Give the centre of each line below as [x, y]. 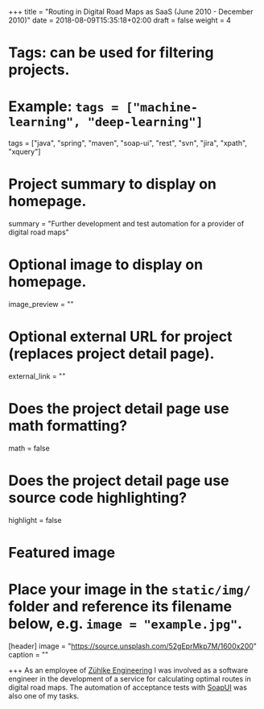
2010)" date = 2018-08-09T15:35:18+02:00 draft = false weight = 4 [120, 20]
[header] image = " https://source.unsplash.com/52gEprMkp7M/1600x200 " [133, 646]
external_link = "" [37, 376]
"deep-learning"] [145, 122]
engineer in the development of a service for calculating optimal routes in [130, 678]
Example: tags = [64, 107]
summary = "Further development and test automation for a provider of [126, 224]
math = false [29, 448]
